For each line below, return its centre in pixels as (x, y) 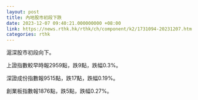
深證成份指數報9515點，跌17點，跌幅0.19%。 (62, 78)
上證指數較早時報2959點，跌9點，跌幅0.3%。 (64, 65)
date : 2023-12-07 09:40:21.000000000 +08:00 (64, 23)
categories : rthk (28, 35)
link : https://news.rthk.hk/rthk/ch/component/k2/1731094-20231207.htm (99, 29)
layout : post (23, 12)
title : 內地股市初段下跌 (34, 18)
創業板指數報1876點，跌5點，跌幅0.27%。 (59, 91)
